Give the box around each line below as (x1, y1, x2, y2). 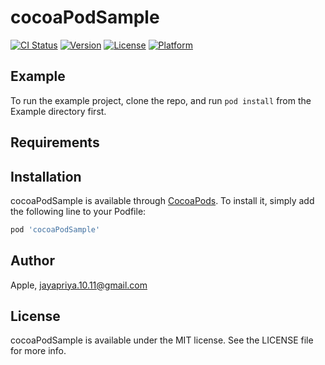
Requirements (10, 134, 100, 151)
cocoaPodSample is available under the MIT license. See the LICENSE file (10, 334, 314, 346)
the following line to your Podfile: (10, 205, 147, 217)
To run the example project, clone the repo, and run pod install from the (10, 94, 312, 106)
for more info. (10, 345, 67, 357)
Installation (10, 168, 82, 185)
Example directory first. (10, 105, 107, 117)
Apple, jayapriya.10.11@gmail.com (10, 279, 148, 291)
